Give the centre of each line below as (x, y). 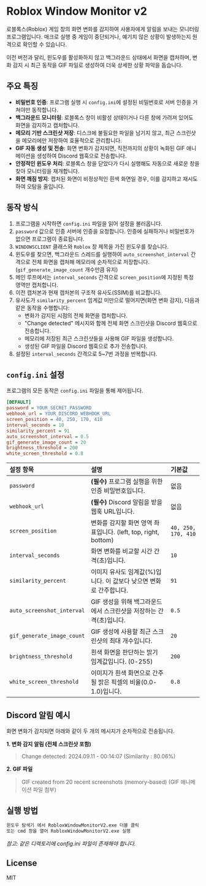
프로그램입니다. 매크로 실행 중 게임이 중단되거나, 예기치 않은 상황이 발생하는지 (99, 36)
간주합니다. (113, 591)
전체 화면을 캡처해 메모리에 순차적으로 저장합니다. (91, 262)
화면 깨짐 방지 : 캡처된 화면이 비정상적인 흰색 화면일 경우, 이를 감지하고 (98, 178)
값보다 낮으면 (131, 581)
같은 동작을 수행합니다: (42, 308)
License (22, 863)
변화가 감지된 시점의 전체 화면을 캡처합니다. (76, 315)
